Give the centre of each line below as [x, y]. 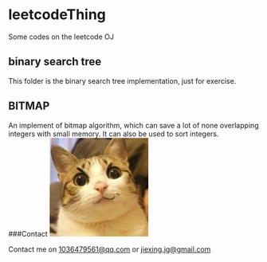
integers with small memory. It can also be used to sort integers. [114, 134]
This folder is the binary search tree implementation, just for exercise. [122, 80]
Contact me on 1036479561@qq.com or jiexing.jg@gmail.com [110, 249]
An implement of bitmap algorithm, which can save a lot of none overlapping [133, 125]
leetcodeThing [57, 15]
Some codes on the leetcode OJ [61, 37]
